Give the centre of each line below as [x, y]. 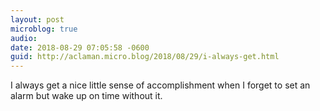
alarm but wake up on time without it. [86, 96]
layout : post [37, 19]
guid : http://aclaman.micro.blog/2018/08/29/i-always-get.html [145, 57]
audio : [24, 38]
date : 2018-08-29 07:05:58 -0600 [80, 47]
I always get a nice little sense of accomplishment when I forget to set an [160, 85]
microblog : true [44, 29]
